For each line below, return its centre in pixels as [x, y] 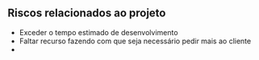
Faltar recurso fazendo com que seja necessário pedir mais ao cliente [135, 41]
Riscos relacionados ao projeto [87, 13]
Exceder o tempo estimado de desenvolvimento [98, 32]
